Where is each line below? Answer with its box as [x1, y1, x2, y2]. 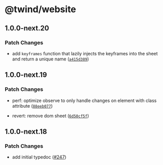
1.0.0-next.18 [5, 127, 47, 136]
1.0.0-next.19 [5, 71, 47, 79]
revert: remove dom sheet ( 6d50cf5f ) [12, 113, 89, 119]
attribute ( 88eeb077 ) [12, 103, 53, 109]
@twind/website [5, 4, 77, 15]
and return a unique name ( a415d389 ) [12, 56, 89, 62]
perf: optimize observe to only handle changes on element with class [12, 97, 157, 104]
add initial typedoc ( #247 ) [12, 154, 67, 160]
